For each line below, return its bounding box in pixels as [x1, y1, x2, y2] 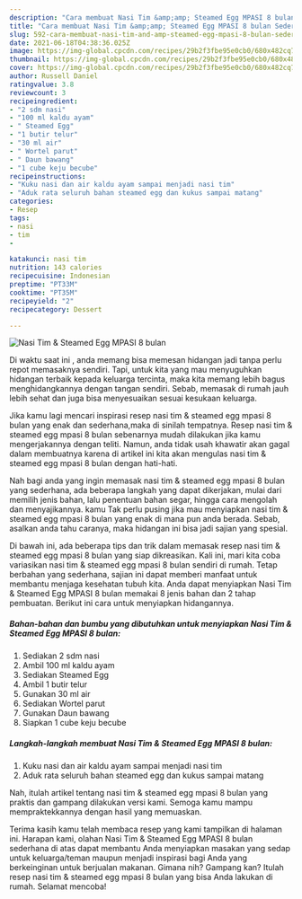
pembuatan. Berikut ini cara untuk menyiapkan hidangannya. [9, 598, 234, 609]
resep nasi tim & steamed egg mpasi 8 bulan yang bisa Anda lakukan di [9, 872, 273, 883]
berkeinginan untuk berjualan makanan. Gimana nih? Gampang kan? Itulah [9, 862, 285, 873]
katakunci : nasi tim [9, 255, 87, 264]
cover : [9, 64, 34, 73]
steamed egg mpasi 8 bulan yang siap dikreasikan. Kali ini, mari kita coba [9, 550, 281, 561]
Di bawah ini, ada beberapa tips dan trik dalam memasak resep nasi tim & [9, 541, 281, 551]
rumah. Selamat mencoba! [9, 881, 107, 892]
